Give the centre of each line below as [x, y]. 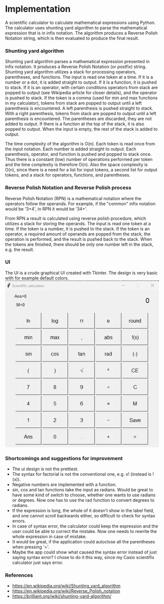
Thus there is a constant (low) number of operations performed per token [79, 160]
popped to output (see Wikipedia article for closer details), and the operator [81, 93]
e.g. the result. [20, 249]
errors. [19, 521]
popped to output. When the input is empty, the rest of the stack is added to [81, 129]
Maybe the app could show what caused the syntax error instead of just [84, 552]
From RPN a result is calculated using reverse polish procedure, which [76, 218]
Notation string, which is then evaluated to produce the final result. [72, 38]
